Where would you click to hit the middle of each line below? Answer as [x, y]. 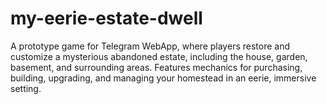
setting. [26, 88]
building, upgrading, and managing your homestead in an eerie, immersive [163, 78]
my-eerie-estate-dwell [106, 18]
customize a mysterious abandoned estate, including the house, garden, [159, 56]
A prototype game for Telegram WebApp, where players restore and [150, 46]
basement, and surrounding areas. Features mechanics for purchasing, [156, 67]
